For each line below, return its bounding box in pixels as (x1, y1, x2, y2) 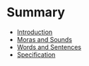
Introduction (16, 28, 53, 36)
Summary (6, 4, 65, 21)
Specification (16, 50, 56, 59)
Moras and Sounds (16, 35, 72, 43)
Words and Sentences (16, 43, 82, 51)
